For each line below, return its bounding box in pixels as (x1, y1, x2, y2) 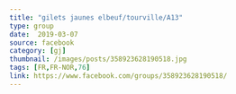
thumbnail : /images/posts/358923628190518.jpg (9, 55, 187, 64)
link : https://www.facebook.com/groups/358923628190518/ (9, 72, 228, 81)
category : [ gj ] (9, 47, 67, 56)
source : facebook (9, 38, 75, 47)
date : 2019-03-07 (9, 30, 78, 38)
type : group (9, 21, 54, 30)
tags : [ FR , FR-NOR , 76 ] (9, 64, 91, 73)
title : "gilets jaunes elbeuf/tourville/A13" (9, 13, 183, 22)
